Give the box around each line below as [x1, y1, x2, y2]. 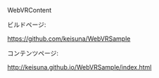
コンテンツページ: [7, 49, 58, 57]
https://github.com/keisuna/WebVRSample [7, 34, 131, 43]
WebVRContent [7, 6, 52, 14]
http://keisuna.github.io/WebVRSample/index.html [7, 63, 152, 71]
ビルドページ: [7, 20, 46, 29]
